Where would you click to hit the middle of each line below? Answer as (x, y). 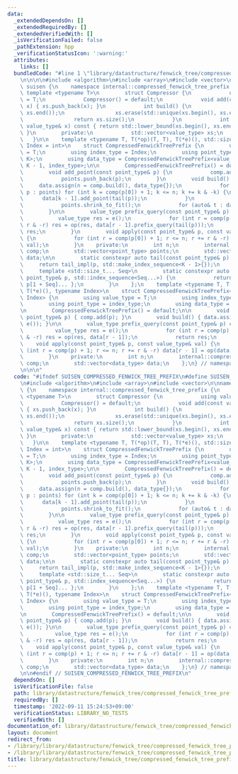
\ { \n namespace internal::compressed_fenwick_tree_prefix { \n (120, 390)
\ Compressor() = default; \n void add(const (121, 403)
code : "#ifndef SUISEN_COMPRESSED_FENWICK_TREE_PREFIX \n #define (110, 377)
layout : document (33, 733)
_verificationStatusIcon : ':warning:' (71, 54)
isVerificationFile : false (53, 687)
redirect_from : (30, 740)
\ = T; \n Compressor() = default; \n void (117, 100)
